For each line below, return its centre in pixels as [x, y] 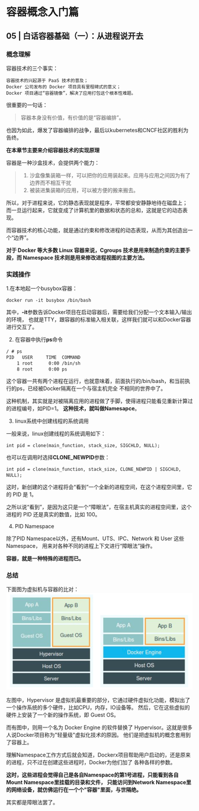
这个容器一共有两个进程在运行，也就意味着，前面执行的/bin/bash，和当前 [96, 381]
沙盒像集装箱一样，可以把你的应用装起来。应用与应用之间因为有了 [110, 175]
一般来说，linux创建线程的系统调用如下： [56, 434]
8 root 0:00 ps [42, 369]
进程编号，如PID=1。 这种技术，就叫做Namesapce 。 [76, 408]
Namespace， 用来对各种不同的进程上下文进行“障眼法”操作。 [81, 546]
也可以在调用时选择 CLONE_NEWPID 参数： [58, 458]
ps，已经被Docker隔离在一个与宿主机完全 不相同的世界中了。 [91, 388]
